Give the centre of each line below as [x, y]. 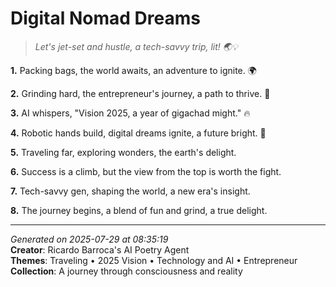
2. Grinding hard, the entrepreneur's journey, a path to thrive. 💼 [140, 93]
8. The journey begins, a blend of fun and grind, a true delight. [139, 210]
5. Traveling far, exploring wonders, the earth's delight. [123, 152]
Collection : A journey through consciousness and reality [126, 271]
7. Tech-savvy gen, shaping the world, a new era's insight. [130, 191]
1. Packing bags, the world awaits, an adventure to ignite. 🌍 [133, 70]
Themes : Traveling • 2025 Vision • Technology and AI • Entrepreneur [154, 260]
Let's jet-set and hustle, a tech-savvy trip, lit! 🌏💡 [136, 46]
